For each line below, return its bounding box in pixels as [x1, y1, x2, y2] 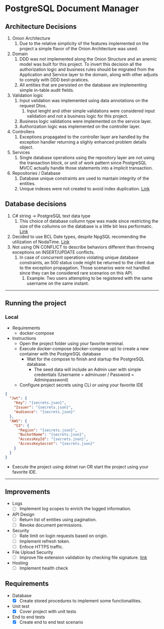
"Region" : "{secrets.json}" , [18, 428, 78, 433]
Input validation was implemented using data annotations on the [19, 98, 148, 103]
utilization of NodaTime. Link [12, 239, 70, 245]
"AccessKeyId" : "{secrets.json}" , [18, 437, 89, 442]
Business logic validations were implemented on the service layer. [19, 118, 152, 124]
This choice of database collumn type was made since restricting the [19, 218, 159, 224]
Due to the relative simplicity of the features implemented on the [19, 41, 149, 46]
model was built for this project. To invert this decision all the [19, 62, 142, 67]
